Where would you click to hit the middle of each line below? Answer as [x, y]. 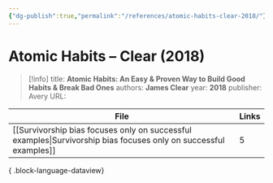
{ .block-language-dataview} [56, 170]
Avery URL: [47, 96]
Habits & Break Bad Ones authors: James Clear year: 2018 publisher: [145, 87]
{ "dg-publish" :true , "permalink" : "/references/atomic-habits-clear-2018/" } [138, 16]
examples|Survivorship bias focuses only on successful [119, 140]
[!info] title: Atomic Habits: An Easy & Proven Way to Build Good [136, 79]
